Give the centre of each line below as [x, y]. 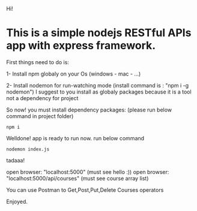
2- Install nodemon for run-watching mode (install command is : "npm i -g [98, 85]
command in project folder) [40, 116]
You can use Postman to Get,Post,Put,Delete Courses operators [85, 190]
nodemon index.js [28, 149]
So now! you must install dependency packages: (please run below [89, 110]
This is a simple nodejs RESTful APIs [99, 33]
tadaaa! [16, 160]
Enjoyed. [17, 201]
